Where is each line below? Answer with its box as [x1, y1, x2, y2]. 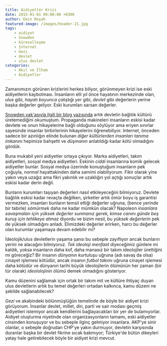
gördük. [5, 143, 21, 149]
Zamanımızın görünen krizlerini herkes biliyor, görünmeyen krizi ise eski [5, 86, 152, 92]
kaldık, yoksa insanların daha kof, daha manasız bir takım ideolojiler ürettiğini [5, 247, 163, 253]
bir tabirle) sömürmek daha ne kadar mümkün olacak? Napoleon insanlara [5, 205, 158, 211]
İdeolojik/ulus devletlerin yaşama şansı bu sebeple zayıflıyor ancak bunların [5, 236, 160, 242]
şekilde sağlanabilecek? [5, 288, 54, 294]
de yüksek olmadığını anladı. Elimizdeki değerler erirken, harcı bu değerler [5, 221, 158, 227]
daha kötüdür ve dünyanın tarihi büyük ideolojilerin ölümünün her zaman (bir [5, 263, 162, 269]
